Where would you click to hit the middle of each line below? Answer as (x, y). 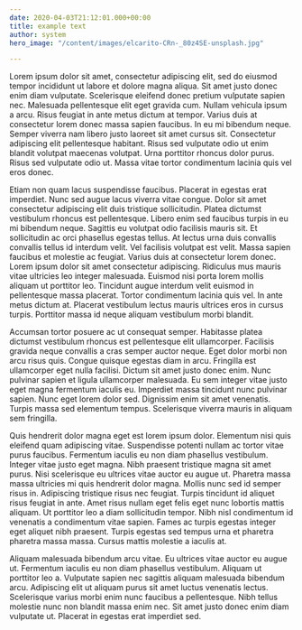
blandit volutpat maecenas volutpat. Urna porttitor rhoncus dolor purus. (142, 153)
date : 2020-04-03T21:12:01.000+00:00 (80, 18)
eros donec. (32, 172)
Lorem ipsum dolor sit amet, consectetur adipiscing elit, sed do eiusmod (143, 77)
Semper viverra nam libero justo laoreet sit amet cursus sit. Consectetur (143, 134)
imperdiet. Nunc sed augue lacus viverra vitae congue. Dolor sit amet (138, 199)
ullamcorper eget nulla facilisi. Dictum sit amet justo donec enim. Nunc (141, 370)
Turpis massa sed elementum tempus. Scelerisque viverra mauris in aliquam (151, 409)
